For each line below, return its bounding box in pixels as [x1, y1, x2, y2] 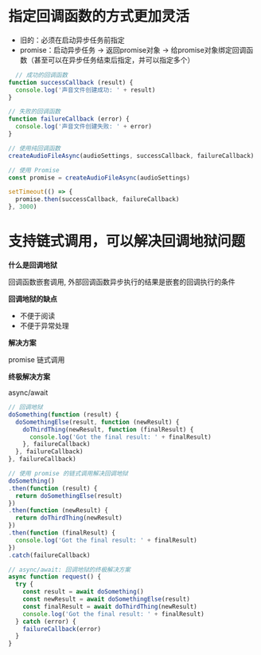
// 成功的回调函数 [15, 71, 68, 79]
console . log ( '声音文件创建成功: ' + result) [15, 85, 156, 94]
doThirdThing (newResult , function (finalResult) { [22, 425, 194, 433]
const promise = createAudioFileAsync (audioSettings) [8, 173, 191, 182]
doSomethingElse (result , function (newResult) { [15, 418, 180, 426]
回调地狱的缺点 [8, 294, 57, 303]
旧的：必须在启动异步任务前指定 [19, 35, 125, 45]
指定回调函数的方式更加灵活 [8, 7, 190, 26]
